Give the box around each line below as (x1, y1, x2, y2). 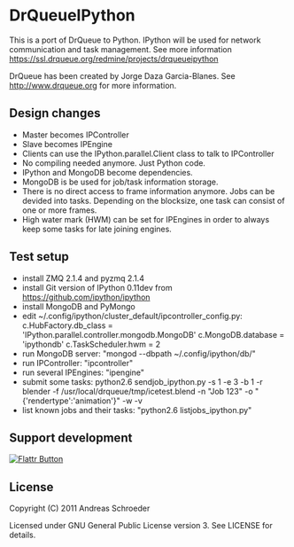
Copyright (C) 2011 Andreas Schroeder (9, 503, 151, 514)
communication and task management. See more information (9, 43, 232, 54)
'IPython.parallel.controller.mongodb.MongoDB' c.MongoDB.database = (21, 329, 285, 340)
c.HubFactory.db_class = (21, 320, 113, 331)
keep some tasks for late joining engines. (21, 223, 173, 234)
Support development (9, 430, 133, 445)
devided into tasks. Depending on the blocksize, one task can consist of (21, 195, 285, 206)
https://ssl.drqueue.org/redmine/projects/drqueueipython (9, 53, 219, 64)
